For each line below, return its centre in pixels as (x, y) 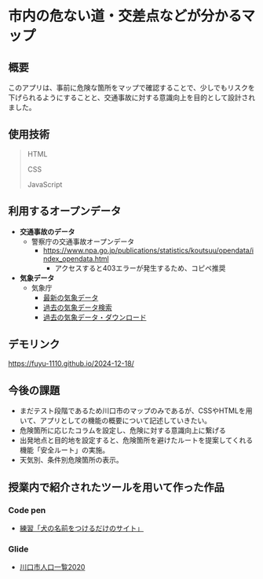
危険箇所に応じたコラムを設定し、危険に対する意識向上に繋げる (122, 430)
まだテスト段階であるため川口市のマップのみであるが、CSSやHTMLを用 (136, 411)
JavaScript (45, 184)
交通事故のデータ (47, 231)
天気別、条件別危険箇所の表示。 (71, 460)
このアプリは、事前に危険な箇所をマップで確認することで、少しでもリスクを (131, 88)
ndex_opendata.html (76, 258)
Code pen (27, 510)
